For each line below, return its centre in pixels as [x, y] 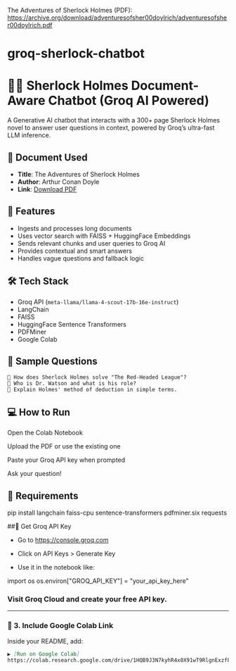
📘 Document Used [47, 157]
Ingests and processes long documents [74, 228]
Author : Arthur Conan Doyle [58, 182]
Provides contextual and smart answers [74, 251]
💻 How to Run [39, 412]
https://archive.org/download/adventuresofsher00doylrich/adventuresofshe [117, 18]
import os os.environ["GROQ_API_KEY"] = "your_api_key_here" [98, 581]
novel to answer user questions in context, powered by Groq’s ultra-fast [111, 128]
